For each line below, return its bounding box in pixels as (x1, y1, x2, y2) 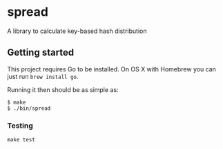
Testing (7, 121, 33, 130)
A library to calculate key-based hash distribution (7, 27, 147, 35)
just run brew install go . (7, 72, 79, 80)
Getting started (7, 47, 75, 58)
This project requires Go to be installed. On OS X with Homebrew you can (7, 65, 216, 73)
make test (7, 137, 36, 144)
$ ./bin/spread (7, 104, 51, 112)
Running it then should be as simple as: (7, 85, 119, 93)
